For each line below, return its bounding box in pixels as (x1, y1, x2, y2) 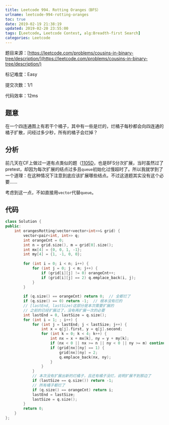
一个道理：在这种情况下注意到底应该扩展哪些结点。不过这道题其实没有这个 (5, 172, 159, 179)
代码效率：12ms (5, 93, 38, 99)
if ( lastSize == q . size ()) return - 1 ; (32, 378, 114, 383)
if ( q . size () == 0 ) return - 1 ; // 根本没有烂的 (23, 299, 123, 304)
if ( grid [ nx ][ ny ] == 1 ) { (50, 345, 105, 350)
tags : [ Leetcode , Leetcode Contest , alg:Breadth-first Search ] (5, 31, 141, 36)
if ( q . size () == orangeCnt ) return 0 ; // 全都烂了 (23, 294, 131, 299)
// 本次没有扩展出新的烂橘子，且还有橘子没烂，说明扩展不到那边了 (32, 373, 152, 379)
